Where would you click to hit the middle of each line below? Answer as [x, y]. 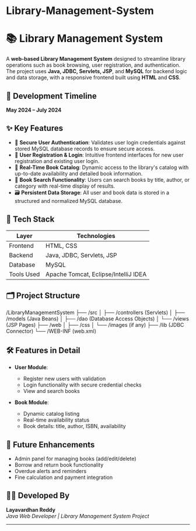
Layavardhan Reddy [31, 509]
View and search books [51, 391]
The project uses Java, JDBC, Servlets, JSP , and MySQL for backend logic [97, 71]
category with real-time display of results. [65, 186]
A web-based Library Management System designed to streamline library [96, 59]
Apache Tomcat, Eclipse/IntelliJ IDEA [96, 274]
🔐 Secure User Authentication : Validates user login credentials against [100, 142]
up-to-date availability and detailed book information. [78, 173]
